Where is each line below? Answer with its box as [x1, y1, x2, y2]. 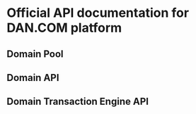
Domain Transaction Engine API [6, 96, 149, 108]
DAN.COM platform [6, 20, 122, 36]
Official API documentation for [6, 5, 189, 21]
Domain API [6, 72, 59, 84]
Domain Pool [6, 48, 64, 60]
